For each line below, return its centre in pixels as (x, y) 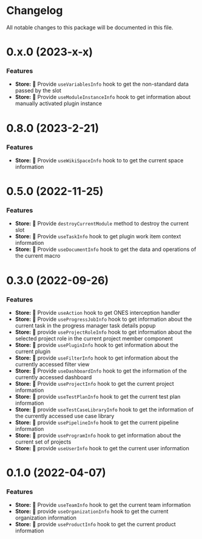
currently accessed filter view (52, 364)
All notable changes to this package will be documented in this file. (90, 27)
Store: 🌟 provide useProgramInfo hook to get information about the (98, 435)
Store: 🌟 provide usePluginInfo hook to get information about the (97, 345)
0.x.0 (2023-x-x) (49, 52)
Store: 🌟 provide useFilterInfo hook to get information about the (97, 358)
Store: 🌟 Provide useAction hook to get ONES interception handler (98, 312)
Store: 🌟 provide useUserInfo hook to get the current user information (102, 448)
